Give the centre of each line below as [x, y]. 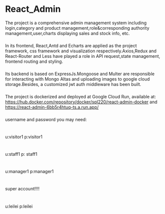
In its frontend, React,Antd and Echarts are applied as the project [71, 45]
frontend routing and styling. [34, 61]
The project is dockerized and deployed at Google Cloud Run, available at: [81, 96]
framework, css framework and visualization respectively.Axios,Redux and [81, 51]
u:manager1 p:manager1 [29, 171]
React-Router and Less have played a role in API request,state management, [83, 56]
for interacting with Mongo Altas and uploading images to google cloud [77, 79]
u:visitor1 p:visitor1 [24, 136]
